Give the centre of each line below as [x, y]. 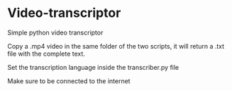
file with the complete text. [46, 54]
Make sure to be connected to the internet [69, 81]
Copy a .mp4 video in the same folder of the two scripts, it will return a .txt [116, 46]
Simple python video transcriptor [55, 32]
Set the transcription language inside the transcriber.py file [93, 67]
